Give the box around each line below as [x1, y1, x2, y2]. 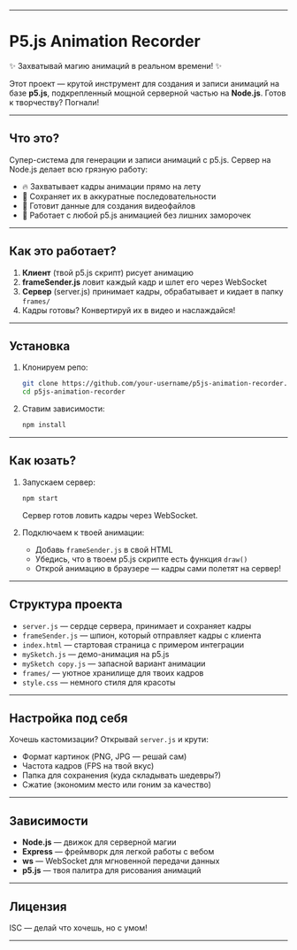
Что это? [9, 131, 60, 146]
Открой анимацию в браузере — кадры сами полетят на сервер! [34, 563, 281, 573]
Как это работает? [9, 244, 117, 259]
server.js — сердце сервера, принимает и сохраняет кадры [21, 620, 252, 631]
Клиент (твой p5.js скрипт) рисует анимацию [21, 267, 194, 278]
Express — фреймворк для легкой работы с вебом [21, 847, 215, 857]
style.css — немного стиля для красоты [21, 677, 176, 687]
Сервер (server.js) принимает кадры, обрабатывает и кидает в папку [21, 286, 284, 296]
